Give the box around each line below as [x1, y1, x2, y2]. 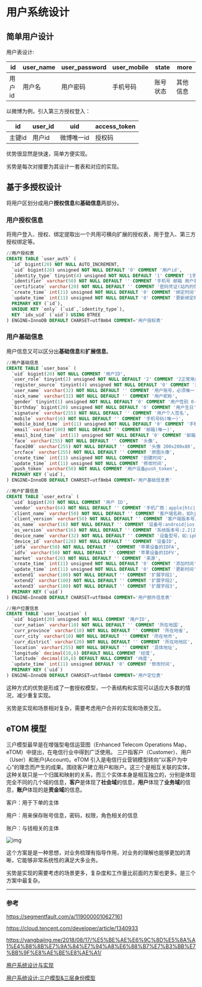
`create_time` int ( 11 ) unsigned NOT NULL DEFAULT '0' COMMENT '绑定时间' [11, 290, 197, 296]
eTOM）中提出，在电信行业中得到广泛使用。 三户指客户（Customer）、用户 [6, 748, 192, 756]
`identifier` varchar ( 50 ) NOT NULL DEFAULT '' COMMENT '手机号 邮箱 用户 [11, 278, 194, 284]
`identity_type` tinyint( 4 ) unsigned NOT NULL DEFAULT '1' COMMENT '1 [11, 272, 192, 279]
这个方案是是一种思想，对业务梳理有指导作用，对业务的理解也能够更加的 [6, 848, 185, 856]
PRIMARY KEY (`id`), [11, 300, 63, 307]
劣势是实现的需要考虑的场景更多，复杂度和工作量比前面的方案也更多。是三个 [6, 869, 196, 876]
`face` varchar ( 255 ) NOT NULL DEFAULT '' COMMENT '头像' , [11, 438, 158, 444]
